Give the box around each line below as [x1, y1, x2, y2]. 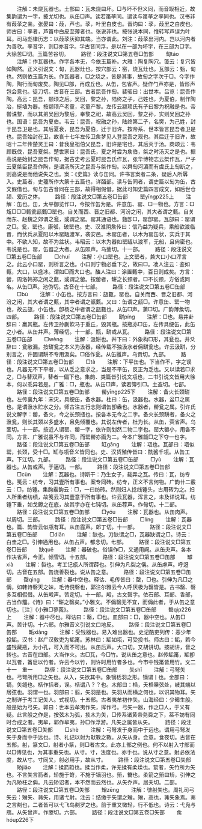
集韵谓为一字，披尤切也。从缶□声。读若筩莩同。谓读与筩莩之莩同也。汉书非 [6, 13, 195, 20]
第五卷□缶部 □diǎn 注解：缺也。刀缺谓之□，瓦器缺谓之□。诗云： [6, 531, 192, 538]
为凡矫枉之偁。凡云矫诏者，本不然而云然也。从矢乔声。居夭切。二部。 [6, 779, 180, 786]
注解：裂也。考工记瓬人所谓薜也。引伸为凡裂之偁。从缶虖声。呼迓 [25, 561, 189, 568]
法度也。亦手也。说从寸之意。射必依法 [100, 749, 195, 756]
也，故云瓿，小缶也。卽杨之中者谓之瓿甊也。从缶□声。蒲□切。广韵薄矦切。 [6, 306, 195, 312]
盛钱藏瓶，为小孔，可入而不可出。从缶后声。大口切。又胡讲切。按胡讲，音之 [6, 643, 196, 651]
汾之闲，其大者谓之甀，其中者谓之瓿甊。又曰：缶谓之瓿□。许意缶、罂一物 [6, 298, 191, 305]
